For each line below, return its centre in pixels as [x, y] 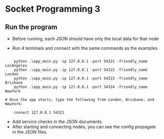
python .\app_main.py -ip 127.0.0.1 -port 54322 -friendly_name [81, 70]
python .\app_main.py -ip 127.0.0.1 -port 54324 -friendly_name [81, 87]
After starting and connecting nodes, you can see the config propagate [84, 127]
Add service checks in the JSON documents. [57, 121]
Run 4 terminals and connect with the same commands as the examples [85, 48]
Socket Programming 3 [53, 9]
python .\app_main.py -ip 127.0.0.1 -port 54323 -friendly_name [81, 79]
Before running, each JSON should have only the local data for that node [85, 39]
